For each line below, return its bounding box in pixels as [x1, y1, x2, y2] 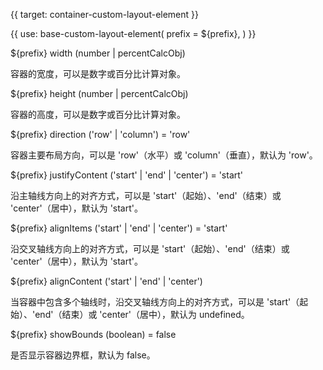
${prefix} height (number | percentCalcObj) [10, 88, 189, 99]
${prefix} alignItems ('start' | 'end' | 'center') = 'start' [10, 222, 228, 234]
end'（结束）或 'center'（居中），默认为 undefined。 [34, 309, 250, 320]
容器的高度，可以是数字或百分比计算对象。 [10, 109, 186, 120]
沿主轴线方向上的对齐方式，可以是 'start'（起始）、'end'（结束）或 [10, 190, 282, 201]
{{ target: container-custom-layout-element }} [10, 9, 200, 20]
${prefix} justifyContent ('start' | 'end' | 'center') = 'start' [10, 169, 244, 181]
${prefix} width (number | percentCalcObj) [10, 47, 186, 59]
